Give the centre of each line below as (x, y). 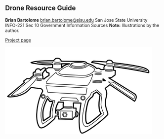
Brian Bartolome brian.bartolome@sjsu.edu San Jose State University (76, 20)
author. (12, 30)
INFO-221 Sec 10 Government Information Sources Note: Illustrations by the (82, 25)
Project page (18, 40)
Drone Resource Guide (41, 8)
